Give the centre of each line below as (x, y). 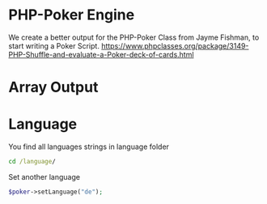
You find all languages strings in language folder (89, 147)
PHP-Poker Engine (72, 15)
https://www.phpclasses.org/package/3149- (175, 45)
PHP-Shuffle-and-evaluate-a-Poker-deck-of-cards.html (101, 54)
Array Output (53, 87)
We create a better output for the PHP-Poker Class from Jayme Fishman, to (134, 37)
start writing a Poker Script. (54, 45)
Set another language (44, 176)
